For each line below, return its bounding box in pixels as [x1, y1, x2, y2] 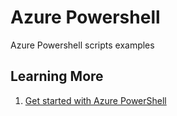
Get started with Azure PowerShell [24, 94, 167, 106]
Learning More [10, 68, 104, 85]
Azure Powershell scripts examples [10, 39, 155, 51]
